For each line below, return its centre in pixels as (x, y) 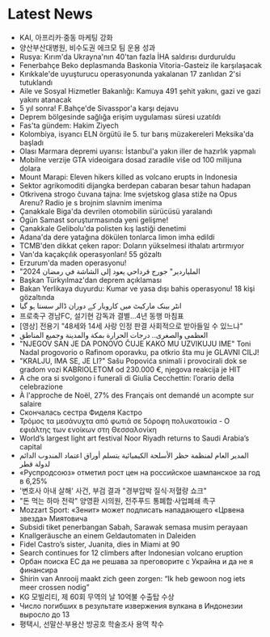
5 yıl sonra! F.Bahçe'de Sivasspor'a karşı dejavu (99, 108)
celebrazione (41, 386)
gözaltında (37, 297)
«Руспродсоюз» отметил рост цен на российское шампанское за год (139, 472)
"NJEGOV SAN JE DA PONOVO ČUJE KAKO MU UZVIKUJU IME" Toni (135, 344)
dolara (30, 168)
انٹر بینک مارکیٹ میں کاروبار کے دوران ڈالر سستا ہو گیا (101, 306)
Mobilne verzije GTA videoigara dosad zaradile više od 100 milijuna (131, 159)
